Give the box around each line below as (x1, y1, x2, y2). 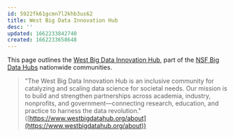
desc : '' (7, 23, 33, 30)
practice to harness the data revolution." (24, 107, 142, 115)
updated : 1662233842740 (7, 30, 78, 37)
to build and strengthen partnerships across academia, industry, (24, 92, 211, 100)
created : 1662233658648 (7, 37, 78, 44)
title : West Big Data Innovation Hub (7, 17, 118, 24)
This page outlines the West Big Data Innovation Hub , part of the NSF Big (7, 56, 220, 64)
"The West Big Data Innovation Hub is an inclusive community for (24, 77, 214, 85)
